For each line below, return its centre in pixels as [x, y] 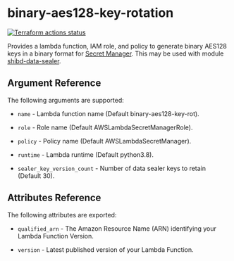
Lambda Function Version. [55, 236]
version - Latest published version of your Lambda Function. [105, 249]
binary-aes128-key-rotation [91, 13]
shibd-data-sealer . [34, 61]
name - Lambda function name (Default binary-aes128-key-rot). [108, 113]
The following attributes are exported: [62, 215]
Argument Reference [54, 83]
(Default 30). [36, 176]
